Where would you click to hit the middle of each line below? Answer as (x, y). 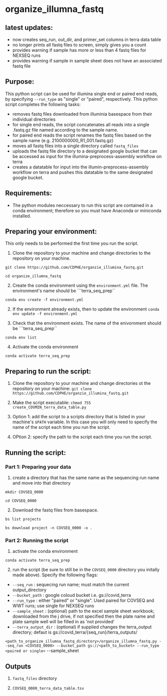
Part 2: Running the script (37, 540)
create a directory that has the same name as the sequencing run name (86, 478)
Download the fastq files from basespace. (55, 510)
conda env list (21, 338)
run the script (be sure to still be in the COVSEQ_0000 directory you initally (86, 570)
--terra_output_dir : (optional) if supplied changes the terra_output (82, 627)
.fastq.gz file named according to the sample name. (65, 130)
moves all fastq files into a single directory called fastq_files (75, 146)
